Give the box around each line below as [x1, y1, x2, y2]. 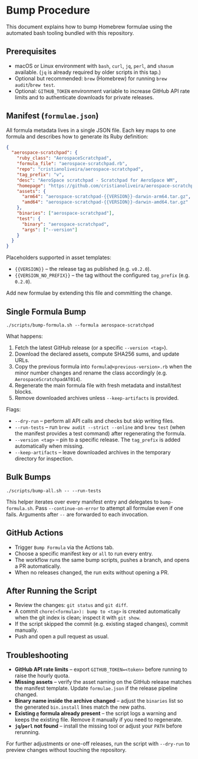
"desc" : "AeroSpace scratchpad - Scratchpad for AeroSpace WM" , [16, 177, 178, 183]
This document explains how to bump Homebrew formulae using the [6, 23, 173, 30]
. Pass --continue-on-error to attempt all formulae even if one [32, 504, 184, 512]
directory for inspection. [14, 455, 74, 462]
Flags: [6, 406, 21, 413]
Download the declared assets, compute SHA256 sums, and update [14, 350, 180, 357]
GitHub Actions [6, 528, 64, 538]
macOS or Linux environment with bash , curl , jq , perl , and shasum [14, 62, 174, 69]
